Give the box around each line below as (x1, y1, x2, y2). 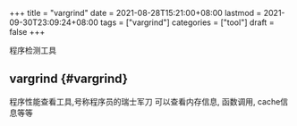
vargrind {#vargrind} (9, 71, 128, 87)
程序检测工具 (9, 45, 56, 55)
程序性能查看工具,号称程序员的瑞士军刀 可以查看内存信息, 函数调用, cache (9, 96, 281, 106)
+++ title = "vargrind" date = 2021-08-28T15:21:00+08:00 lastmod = (9, 8, 262, 18)
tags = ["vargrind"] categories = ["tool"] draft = (99, 17, 275, 28)
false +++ (9, 27, 46, 37)
